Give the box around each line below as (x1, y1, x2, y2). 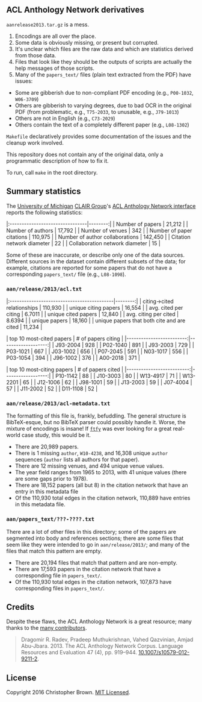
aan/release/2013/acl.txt (6, 286, 82, 292)
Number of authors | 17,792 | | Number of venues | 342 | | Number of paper (6, 227, 192, 234)
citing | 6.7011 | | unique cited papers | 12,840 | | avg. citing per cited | (6, 310, 179, 318)
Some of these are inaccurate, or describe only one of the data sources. (6, 251, 185, 259)
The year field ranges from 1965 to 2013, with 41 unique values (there (14, 469, 187, 476)
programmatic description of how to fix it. (6, 157, 109, 165)
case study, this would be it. (21, 431, 91, 439)
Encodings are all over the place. (14, 33, 96, 40)
